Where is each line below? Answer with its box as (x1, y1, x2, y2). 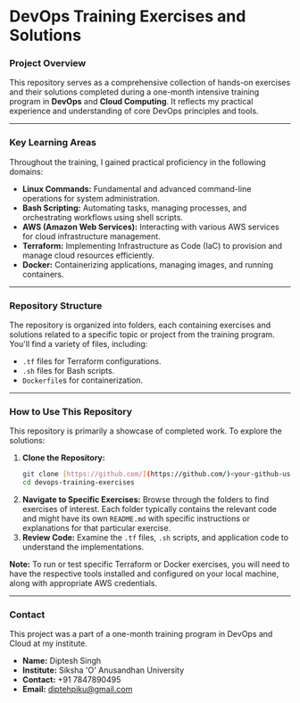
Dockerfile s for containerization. (21, 375, 144, 385)
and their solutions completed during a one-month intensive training (9, 87, 260, 97)
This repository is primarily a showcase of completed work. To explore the (9, 426, 283, 436)
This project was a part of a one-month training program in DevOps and (9, 629, 273, 640)
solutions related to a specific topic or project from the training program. (9, 329, 275, 340)
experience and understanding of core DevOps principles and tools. (9, 105, 259, 117)
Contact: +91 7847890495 (21, 674, 121, 685)
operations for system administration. (21, 193, 161, 203)
